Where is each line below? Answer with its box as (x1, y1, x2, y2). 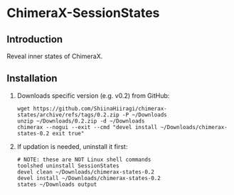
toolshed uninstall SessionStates (16, 162, 119, 169)
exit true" (52, 130, 85, 137)
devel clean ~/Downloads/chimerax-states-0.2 (16, 168, 154, 175)
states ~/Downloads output (16, 181, 97, 188)
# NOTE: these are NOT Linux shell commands (16, 156, 151, 163)
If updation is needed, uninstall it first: (16, 142, 128, 150)
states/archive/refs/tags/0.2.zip (16, 111, 119, 118)
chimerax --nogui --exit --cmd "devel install (16, 123, 158, 130)
